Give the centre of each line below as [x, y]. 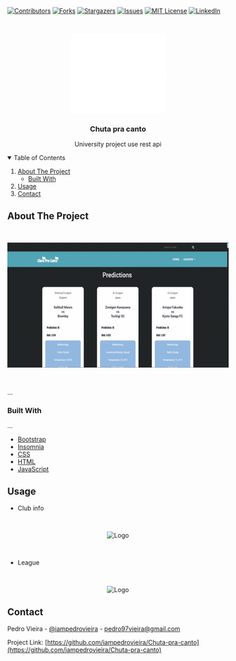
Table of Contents [39, 158]
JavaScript [33, 469]
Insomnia [31, 447]
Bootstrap [32, 439]
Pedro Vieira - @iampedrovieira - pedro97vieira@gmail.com [94, 629]
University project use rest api [118, 145]
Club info [31, 508]
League [28, 563]
